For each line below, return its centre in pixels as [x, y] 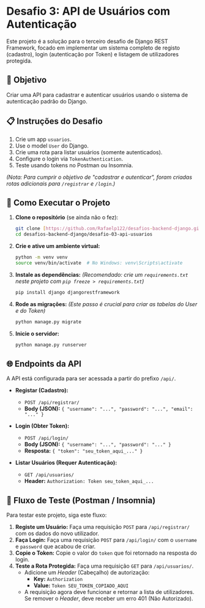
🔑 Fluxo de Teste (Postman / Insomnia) [81, 500]
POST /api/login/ [47, 438]
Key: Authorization [58, 579]
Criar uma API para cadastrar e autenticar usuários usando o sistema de [97, 95]
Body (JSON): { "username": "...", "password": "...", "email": [109, 409]
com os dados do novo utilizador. [57, 533]
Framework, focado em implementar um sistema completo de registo [93, 48]
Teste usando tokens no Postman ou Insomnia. [74, 165]
